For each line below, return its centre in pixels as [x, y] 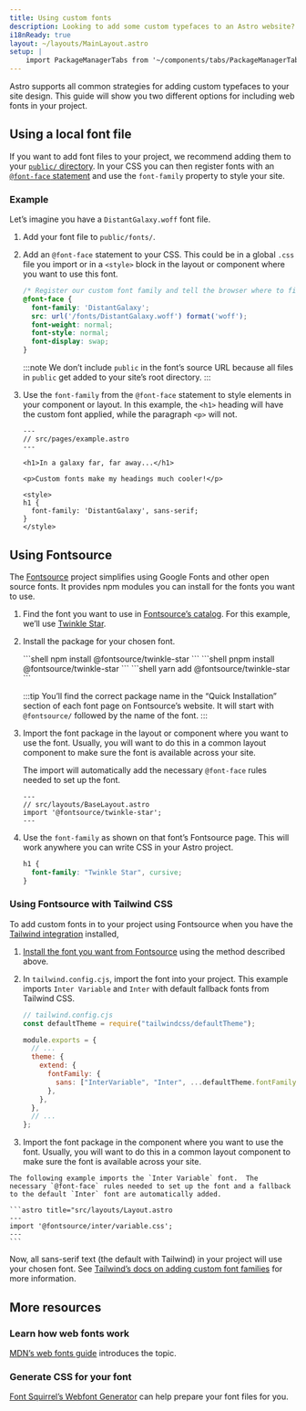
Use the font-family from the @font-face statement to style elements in [157, 395]
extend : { [58, 1066]
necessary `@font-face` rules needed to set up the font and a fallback [150, 1186]
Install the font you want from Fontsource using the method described [153, 951]
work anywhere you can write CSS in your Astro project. [128, 847]
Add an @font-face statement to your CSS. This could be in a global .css [158, 255]
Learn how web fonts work [70, 1333]
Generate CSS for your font [71, 1376]
